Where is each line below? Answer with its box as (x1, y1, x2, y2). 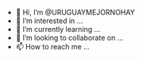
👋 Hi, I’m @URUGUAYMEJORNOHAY (15, 8, 135, 17)
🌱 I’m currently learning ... (15, 25, 101, 33)
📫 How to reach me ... (15, 42, 90, 51)
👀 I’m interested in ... (15, 16, 83, 26)
